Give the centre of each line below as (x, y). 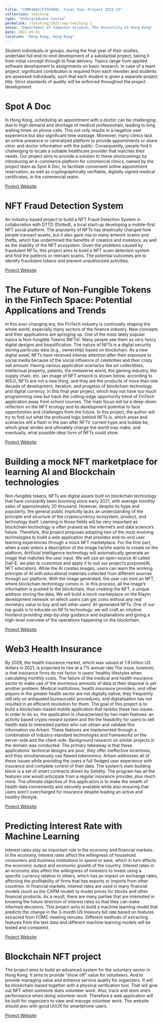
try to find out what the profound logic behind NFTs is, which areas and (76, 417)
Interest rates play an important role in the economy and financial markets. (79, 850)
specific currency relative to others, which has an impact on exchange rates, (81, 876)
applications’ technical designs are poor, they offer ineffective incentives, (78, 750)
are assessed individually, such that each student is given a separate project (81, 76)
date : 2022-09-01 (23, 32)
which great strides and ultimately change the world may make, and (73, 427)
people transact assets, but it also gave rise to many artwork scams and (77, 235)
